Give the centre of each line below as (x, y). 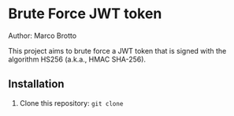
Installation (36, 84)
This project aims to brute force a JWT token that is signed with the (117, 51)
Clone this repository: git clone (71, 103)
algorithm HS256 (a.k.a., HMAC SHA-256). (77, 59)
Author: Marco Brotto (43, 36)
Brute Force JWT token (85, 14)
